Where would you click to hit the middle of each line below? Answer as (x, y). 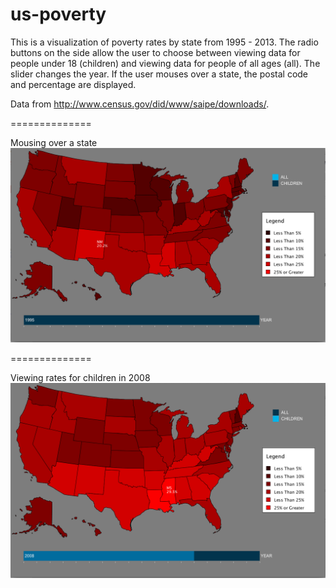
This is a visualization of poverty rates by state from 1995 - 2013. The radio (164, 42)
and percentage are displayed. (73, 84)
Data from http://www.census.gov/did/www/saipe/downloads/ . (140, 104)
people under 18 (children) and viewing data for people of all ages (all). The (165, 63)
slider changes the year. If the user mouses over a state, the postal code (159, 74)
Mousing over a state (54, 142)
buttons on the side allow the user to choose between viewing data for (155, 52)
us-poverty (58, 14)
